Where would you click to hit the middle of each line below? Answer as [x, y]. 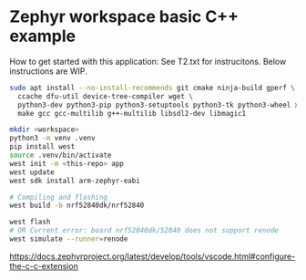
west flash [30, 222]
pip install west [42, 147]
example [43, 36]
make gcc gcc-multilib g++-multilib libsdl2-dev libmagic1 [132, 113]
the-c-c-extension [44, 265]
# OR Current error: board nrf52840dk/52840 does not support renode [144, 231]
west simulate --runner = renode [69, 239]
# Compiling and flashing [58, 197]
